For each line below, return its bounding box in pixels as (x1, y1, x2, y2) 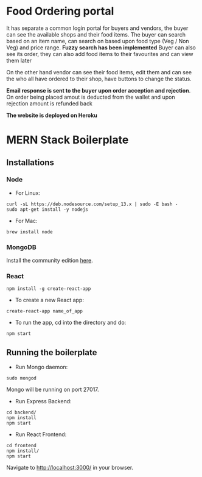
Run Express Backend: (15, 398, 72, 405)
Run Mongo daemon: (15, 364, 68, 371)
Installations (6, 157, 55, 168)
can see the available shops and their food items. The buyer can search (6, 30, 186, 38)
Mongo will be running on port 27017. (6, 386, 99, 394)
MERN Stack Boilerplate (6, 133, 129, 147)
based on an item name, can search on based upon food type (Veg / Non (6, 37, 190, 44)
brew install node (6, 228, 53, 235)
